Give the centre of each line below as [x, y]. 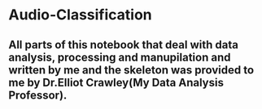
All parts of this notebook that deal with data [123, 45]
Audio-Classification [80, 15]
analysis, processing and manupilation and [120, 57]
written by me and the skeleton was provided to [131, 70]
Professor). [38, 95]
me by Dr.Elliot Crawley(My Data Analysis [116, 82]
